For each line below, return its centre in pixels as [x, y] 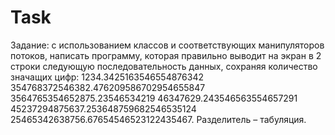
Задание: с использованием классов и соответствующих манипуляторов [167, 45]
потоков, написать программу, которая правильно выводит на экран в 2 [166, 55]
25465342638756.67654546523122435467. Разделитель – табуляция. [158, 119]
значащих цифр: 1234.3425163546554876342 [107, 77]
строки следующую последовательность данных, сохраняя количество [164, 66]
